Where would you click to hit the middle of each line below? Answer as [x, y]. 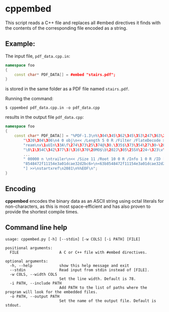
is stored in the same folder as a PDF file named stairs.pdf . [67, 89]
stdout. [13, 305]
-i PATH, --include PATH [36, 283]
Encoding [21, 189]
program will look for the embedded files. [52, 292]
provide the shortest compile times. [42, 211]
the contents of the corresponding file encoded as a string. [66, 28]
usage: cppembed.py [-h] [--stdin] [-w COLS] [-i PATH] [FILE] [73, 239]
